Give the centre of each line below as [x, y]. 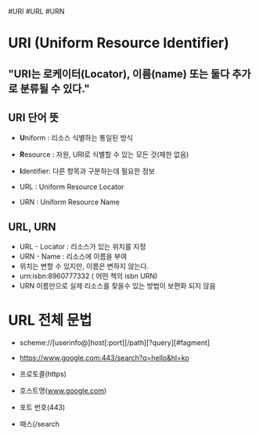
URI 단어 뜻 [33, 117]
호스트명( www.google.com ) [63, 391]
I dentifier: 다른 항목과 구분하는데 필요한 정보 [87, 171]
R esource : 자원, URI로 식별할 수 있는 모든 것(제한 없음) [104, 154]
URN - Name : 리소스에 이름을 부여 [73, 256]
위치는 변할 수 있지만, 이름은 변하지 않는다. [84, 267]
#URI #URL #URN [36, 11]
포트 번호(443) [42, 408]
